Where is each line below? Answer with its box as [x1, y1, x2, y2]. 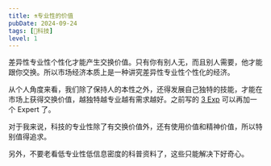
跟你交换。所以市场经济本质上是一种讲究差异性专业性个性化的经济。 [8, 68, 235, 77]
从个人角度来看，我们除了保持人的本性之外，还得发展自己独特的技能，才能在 [8, 85, 263, 94]
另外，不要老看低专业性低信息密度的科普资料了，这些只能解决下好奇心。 [8, 149, 248, 159]
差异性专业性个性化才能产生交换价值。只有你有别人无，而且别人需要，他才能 [8, 57, 263, 67]
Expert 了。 [17, 105, 56, 114]
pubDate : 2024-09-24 [8, 19, 78, 27]
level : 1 [8, 34, 38, 43]
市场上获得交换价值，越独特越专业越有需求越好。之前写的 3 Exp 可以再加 [8, 94, 251, 105]
